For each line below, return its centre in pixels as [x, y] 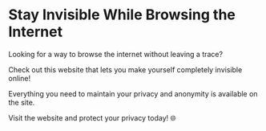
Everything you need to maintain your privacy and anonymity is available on [133, 93]
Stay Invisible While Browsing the [122, 15]
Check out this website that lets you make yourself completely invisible [125, 69]
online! [19, 78]
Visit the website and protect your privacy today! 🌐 [92, 117]
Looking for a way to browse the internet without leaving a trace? [115, 54]
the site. [22, 102]
